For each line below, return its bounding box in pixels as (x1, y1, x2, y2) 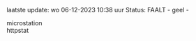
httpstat (6, 27, 29, 34)
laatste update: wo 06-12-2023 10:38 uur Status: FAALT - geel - (6, 6, 189, 14)
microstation (6, 19, 43, 27)
